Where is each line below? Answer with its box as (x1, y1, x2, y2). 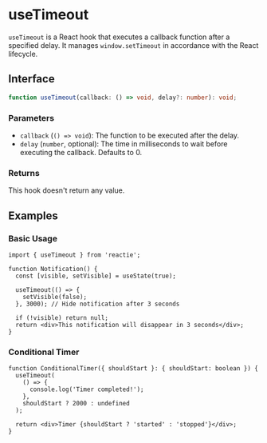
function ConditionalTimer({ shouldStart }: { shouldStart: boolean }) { (8, 365, 259, 373)
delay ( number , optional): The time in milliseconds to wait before (19, 138, 228, 149)
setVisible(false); (22, 293, 88, 301)
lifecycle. (8, 49, 38, 58)
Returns (8, 167, 40, 178)
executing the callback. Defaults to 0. (19, 147, 143, 157)
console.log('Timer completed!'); (29, 385, 145, 393)
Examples (8, 209, 58, 222)
